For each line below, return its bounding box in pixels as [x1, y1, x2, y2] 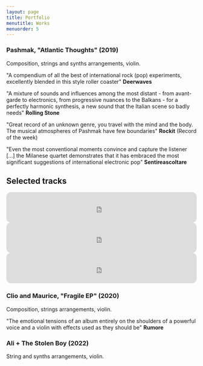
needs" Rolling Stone [6, 109, 60, 116]
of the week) [6, 134, 38, 141]
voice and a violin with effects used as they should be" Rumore [6, 324, 164, 331]
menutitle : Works [6, 20, 50, 26]
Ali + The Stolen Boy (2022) [6, 339, 89, 347]
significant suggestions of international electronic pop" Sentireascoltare [6, 158, 187, 166]
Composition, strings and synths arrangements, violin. [6, 59, 141, 67]
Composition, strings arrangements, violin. [6, 305, 112, 313]
